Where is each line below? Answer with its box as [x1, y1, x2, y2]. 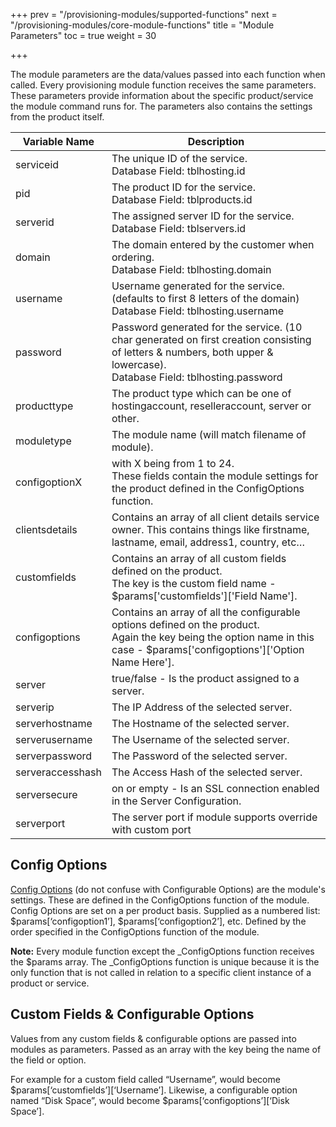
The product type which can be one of [111, 387, 292, 400]
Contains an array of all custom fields [111, 552, 287, 565]
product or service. [10, 977, 90, 989]
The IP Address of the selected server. [111, 700, 293, 714]
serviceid [15, 158, 60, 171]
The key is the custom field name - [111, 577, 277, 590]
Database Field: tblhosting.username [111, 304, 285, 318]
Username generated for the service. [111, 279, 285, 293]
